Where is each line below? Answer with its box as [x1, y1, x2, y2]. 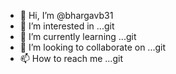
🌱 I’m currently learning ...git [19, 31, 137, 42]
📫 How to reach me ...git [19, 53, 123, 64]
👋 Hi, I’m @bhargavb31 [19, 10, 114, 21]
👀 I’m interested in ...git [19, 20, 115, 32]
